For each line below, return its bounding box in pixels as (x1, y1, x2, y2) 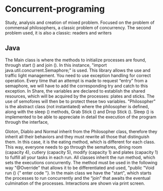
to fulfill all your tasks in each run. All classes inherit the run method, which (5, 154, 156, 160)
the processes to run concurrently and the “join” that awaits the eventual (5, 175, 151, 181)
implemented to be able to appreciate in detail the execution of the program (5, 114, 157, 120)
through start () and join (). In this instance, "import (5, 62, 107, 68)
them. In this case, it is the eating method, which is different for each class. (5, 139, 156, 145)
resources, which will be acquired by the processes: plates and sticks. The (5, 93, 155, 99)
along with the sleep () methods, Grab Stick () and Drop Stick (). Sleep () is (5, 109, 154, 115)
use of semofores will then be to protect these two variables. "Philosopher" (5, 98, 156, 104)
